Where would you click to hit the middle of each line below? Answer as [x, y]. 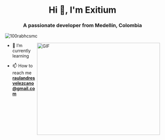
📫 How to [22, 66]
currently [21, 51]
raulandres [24, 78]
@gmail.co [24, 88]
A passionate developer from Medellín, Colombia [82, 26]
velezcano [23, 84]
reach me [22, 73]
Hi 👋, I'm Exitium [82, 10]
